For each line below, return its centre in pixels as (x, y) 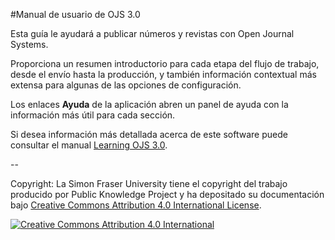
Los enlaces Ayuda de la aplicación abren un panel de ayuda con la (149, 104)
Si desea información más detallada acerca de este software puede (149, 134)
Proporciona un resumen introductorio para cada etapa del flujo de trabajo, (165, 63)
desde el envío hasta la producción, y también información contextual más (163, 74)
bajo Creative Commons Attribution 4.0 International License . (136, 205)
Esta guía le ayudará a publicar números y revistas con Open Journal (152, 33)
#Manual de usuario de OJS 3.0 (75, 14)
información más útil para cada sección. (93, 115)
